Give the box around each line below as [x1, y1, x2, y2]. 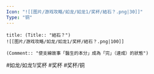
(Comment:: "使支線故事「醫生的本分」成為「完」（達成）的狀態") [6, 50, 149, 56]
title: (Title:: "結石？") [6, 32, 71, 38]
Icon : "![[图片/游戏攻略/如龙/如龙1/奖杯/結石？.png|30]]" [6, 8, 143, 15]
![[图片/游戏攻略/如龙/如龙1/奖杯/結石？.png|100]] [6, 39, 125, 45]
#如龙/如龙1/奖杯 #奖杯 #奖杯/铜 [6, 61, 85, 69]
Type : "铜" [6, 14, 33, 20]
